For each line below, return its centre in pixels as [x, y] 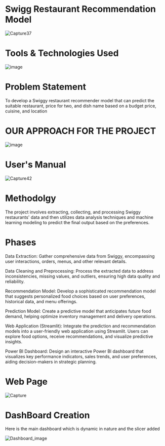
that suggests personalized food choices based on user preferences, [75, 296]
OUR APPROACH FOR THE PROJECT [81, 131]
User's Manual [36, 164]
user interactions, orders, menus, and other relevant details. [66, 261]
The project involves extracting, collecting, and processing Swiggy [73, 212]
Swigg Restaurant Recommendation [81, 9]
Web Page [26, 382]
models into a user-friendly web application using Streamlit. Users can [77, 331]
